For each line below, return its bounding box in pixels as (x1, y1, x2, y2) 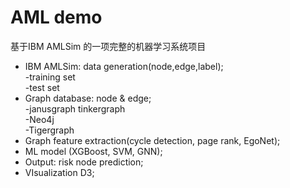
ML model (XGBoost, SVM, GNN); (24, 145, 163, 157)
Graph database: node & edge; (24, 92, 152, 104)
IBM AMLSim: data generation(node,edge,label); (24, 60, 224, 72)
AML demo (10, 6, 103, 29)
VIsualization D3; (24, 166, 95, 178)
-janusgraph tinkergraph (24, 102, 126, 115)
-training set (24, 71, 76, 83)
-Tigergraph (24, 124, 75, 136)
